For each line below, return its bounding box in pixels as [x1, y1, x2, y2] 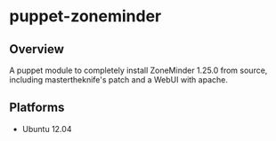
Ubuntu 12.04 [21, 123, 72, 134]
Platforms [9, 100, 65, 115]
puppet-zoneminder [9, 6, 162, 27]
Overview [9, 42, 65, 57]
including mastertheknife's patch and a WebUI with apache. [9, 74, 229, 85]
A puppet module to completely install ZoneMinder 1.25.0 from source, [9, 65, 268, 75]
